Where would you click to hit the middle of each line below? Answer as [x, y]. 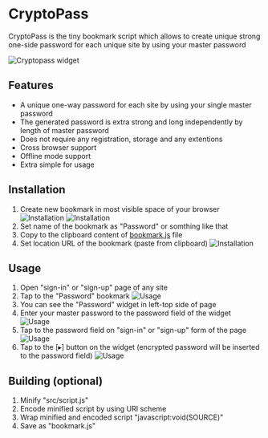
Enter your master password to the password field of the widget [125, 313]
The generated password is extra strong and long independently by [131, 122]
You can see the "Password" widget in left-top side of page [118, 305]
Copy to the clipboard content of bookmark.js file [101, 234]
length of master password [65, 130]
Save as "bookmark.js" [58, 426]
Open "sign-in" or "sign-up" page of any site [94, 288]
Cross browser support [58, 147]
